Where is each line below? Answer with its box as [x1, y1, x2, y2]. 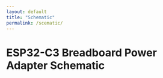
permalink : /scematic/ [6, 20, 63, 26]
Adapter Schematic [6, 58, 105, 72]
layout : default [6, 8, 47, 15]
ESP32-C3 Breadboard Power [6, 46, 158, 59]
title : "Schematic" [6, 14, 55, 20]
